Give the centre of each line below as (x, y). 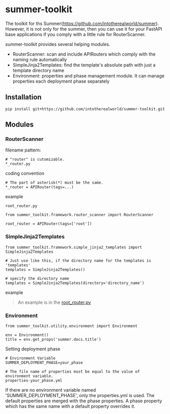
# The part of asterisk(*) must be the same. (54, 183)
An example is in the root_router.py (54, 302)
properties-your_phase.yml (34, 381)
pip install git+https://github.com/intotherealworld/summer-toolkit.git (85, 109)
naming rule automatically (40, 59)
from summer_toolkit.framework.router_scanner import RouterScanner (79, 215)
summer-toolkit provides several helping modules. (58, 44)
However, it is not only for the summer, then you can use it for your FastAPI (84, 29)
